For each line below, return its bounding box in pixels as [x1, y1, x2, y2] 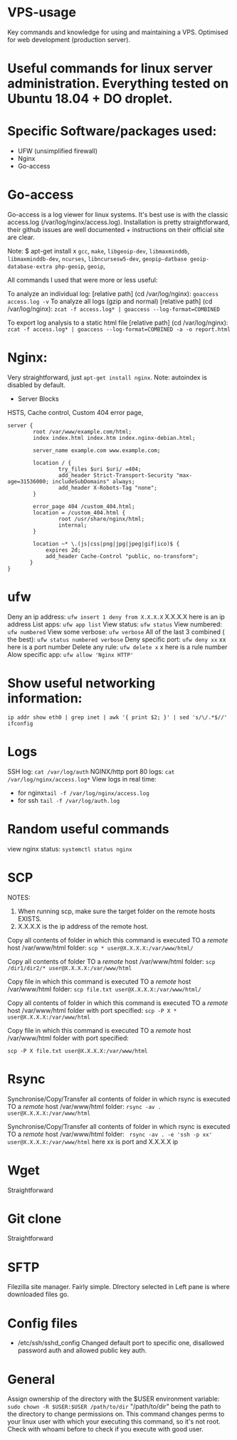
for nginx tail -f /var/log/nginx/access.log [17, 788, 149, 797]
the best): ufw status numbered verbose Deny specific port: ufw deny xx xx [7, 635, 226, 643]
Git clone [7, 1211, 62, 1226]
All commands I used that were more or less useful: [7, 275, 158, 284]
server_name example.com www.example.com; [33, 446, 161, 454]
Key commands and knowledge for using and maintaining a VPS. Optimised [7, 28, 228, 36]
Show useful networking [7, 676, 155, 691]
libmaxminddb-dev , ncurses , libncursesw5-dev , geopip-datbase [7, 254, 187, 263]
